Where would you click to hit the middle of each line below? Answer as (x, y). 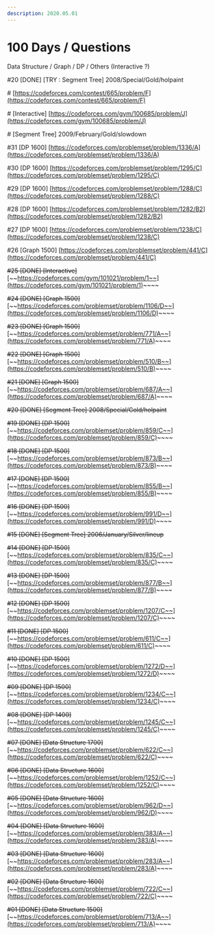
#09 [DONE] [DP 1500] (39, 686)
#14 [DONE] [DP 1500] (39, 547)
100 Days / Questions (69, 47)
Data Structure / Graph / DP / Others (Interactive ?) (78, 66)
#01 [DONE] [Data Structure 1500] (55, 909)
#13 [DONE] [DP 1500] (38, 575)
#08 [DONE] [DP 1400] (39, 714)
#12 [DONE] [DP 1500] (38, 603)
